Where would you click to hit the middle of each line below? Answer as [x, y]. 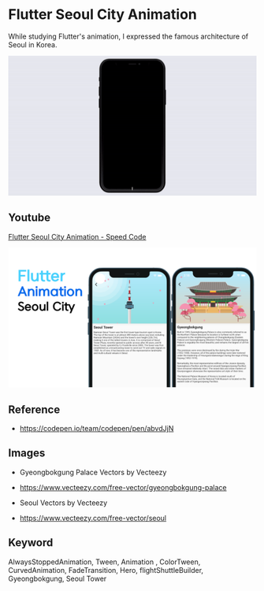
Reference [34, 409]
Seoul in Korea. [33, 44]
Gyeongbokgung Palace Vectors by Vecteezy [93, 472]
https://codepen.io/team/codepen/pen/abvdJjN [97, 429]
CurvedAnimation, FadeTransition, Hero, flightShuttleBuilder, [106, 570]
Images [27, 453]
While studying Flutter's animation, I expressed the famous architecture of [128, 36]
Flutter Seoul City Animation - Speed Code [77, 236]
